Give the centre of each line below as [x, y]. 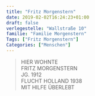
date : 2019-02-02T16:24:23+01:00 [48, 17]
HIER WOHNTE [39, 62]
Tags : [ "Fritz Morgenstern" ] [42, 39]
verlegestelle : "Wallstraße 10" [46, 28]
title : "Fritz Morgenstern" [41, 12]
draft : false [22, 23]
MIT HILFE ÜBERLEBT [47, 87]
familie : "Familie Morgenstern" [46, 34]
